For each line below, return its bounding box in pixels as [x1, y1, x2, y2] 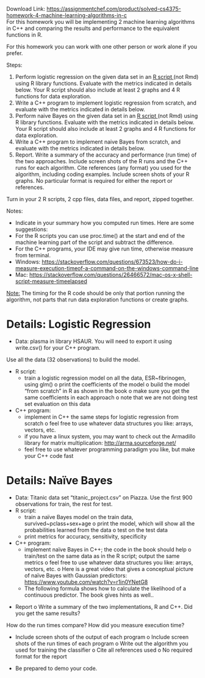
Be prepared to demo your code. [15, 665, 98, 672]
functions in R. [6, 31, 43, 39]
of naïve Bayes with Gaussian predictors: [24, 572, 127, 579]
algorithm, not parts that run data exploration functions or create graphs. [6, 296, 189, 303]
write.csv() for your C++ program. [15, 344, 101, 351]
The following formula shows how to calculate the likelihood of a [24, 584, 186, 592]
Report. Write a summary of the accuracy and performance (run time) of [15, 151, 197, 158]
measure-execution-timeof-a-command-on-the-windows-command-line [15, 265, 199, 271]
